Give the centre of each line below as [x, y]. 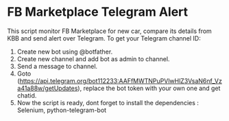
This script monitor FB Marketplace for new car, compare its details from [110, 31]
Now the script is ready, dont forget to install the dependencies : [108, 102]
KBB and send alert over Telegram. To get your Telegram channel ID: [104, 38]
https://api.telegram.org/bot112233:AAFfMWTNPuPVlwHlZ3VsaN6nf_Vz [121, 80]
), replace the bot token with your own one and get [149, 88]
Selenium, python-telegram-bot [62, 110]
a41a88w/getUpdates [47, 88]
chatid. [27, 95]
